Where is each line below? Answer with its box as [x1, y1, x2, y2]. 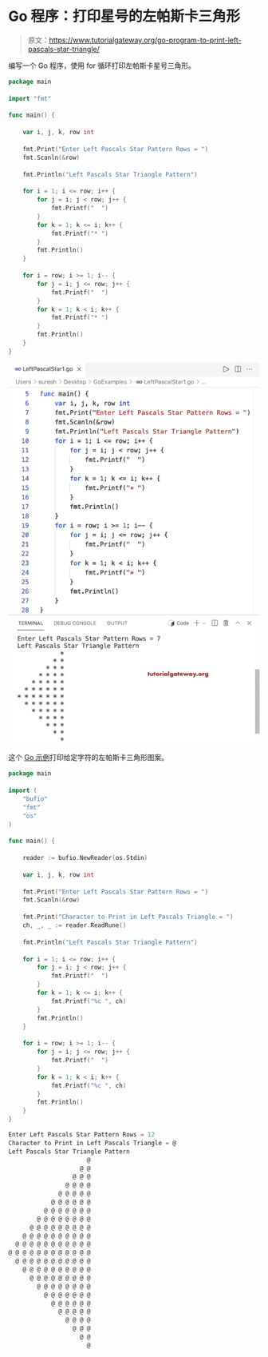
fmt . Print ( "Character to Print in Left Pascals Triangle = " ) [22, 913, 234, 921]
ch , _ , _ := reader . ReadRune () [22, 921, 127, 929]
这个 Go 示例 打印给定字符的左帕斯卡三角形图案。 [8, 753, 169, 762]
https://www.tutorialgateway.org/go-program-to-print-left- [49, 35, 242, 45]
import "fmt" [8, 94, 52, 102]
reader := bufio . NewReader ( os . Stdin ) [22, 854, 148, 862]
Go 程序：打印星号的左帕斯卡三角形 [8, 7, 241, 26]
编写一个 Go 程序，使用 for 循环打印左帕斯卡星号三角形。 [8, 61, 196, 70]
